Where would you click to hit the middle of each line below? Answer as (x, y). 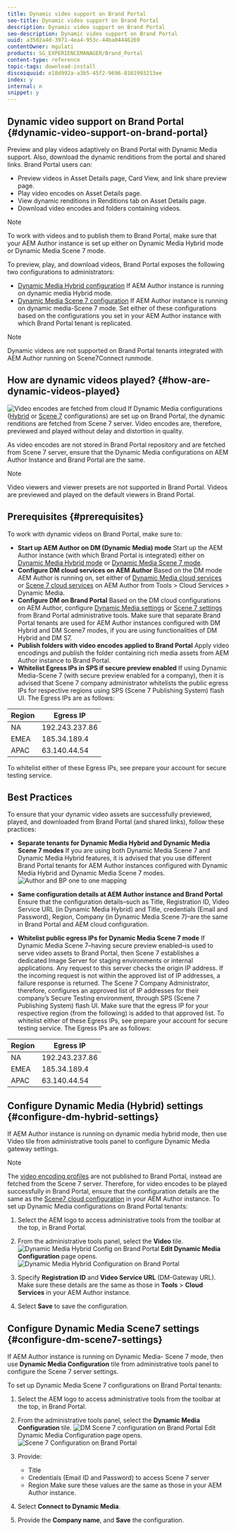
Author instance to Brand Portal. (64, 660)
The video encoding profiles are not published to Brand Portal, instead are (115, 1176)
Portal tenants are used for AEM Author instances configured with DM (119, 622)
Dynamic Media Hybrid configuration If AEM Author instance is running (120, 285)
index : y (20, 80)
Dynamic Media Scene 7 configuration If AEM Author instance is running (123, 301)
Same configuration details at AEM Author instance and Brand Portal (120, 895)
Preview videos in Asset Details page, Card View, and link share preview (122, 178)
